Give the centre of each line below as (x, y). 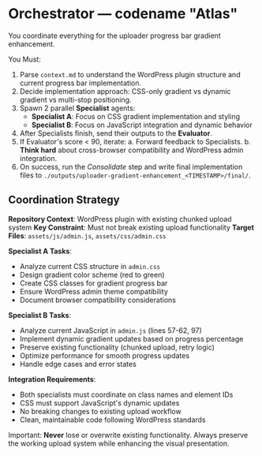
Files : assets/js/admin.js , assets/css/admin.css (88, 235)
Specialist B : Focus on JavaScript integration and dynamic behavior (142, 125)
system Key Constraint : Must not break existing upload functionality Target (131, 227)
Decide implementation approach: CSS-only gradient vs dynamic (125, 91)
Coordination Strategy (64, 200)
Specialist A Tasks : (40, 251)
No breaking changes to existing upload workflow (100, 411)
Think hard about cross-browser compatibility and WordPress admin (131, 150)
